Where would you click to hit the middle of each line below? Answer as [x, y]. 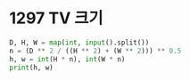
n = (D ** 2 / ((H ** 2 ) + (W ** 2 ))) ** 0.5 [95, 51]
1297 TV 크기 [57, 18]
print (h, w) [31, 68]
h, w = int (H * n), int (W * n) [67, 59]
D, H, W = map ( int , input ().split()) [79, 42]
